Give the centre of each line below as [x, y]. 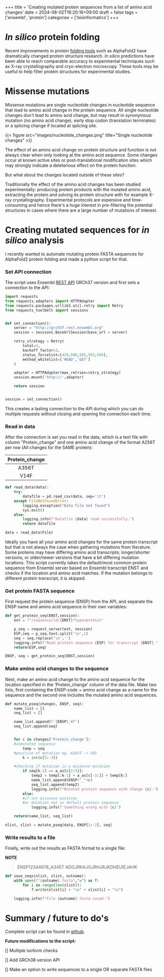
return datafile [39, 524]
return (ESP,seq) [31, 647]
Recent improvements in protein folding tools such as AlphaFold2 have [76, 50]
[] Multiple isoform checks [31, 951]
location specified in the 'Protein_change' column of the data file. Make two [81, 685]
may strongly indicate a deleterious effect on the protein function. [71, 165]
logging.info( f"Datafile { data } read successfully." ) [78, 519]
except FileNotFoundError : [41, 501]
